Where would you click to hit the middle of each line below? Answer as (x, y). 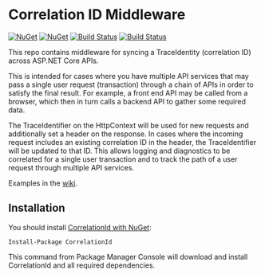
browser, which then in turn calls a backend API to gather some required (127, 101)
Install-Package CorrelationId (60, 242)
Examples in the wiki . (43, 183)
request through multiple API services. (71, 167)
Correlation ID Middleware (97, 15)
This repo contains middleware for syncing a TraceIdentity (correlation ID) (130, 52)
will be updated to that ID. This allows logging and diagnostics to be (119, 151)
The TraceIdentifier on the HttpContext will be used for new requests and (129, 125)
